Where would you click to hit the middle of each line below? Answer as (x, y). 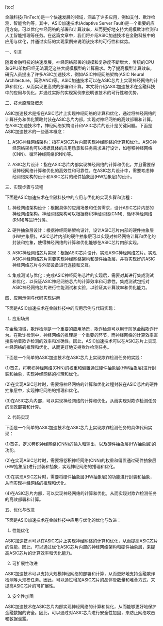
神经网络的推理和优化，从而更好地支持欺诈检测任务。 (58, 347)
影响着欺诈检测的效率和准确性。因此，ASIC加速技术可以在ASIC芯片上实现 (83, 341)
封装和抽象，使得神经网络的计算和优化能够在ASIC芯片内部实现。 (77, 242)
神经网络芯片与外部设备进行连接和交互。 (52, 265)
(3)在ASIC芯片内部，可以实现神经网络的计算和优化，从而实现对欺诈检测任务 (81, 401)
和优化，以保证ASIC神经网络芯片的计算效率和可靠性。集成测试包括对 (81, 281)
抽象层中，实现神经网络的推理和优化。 (43, 390)
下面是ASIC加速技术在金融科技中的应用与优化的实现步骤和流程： (70, 197)
